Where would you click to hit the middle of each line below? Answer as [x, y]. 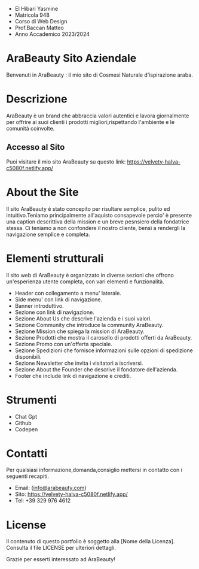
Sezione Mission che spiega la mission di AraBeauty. [79, 331]
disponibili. [28, 356]
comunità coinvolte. [30, 128]
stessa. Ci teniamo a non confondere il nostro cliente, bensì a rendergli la [96, 228]
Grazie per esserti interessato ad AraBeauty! [61, 559]
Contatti [27, 453]
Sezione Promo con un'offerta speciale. [63, 344]
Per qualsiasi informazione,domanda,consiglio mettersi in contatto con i [94, 470]
